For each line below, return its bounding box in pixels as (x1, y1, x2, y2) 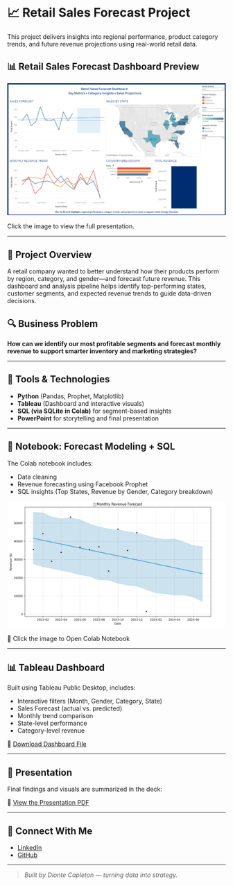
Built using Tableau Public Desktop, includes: (7, 683, 136, 692)
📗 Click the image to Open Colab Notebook (7, 634, 130, 642)
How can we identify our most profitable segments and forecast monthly (7, 340, 221, 348)
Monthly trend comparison (17, 712, 94, 720)
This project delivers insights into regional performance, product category (7, 32, 218, 41)
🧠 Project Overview (7, 248, 92, 260)
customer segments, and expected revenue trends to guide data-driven (7, 289, 212, 298)
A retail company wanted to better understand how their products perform (7, 267, 220, 275)
